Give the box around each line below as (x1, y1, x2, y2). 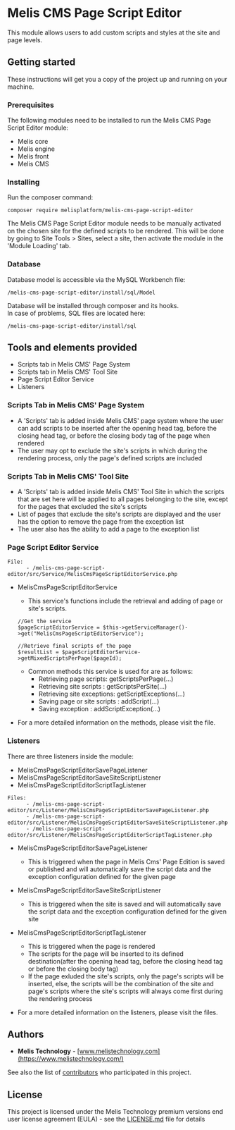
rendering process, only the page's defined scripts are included (17, 453, 203, 462)
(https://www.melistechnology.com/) (17, 1055, 125, 1063)
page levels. (7, 35, 43, 44)
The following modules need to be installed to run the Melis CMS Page (7, 116, 211, 125)
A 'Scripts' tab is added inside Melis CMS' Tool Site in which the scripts (17, 488, 224, 496)
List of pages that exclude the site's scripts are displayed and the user (17, 510, 222, 519)
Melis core (17, 137, 49, 146)
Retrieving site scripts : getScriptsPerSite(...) (38, 682, 167, 691)
